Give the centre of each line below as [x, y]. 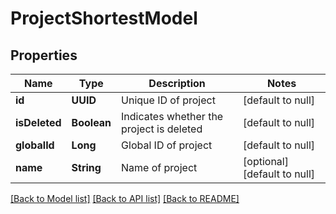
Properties [44, 55]
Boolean [91, 122]
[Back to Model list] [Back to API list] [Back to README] [125, 198]
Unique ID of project [168, 100]
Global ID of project [167, 145]
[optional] [266, 161]
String [86, 167]
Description [177, 83]
